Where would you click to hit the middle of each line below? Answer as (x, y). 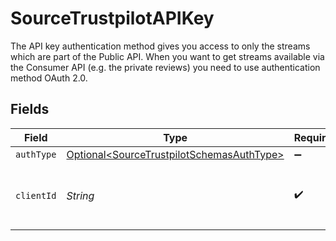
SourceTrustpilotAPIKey (112, 18)
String (80, 195)
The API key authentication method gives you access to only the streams (160, 46)
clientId (36, 195)
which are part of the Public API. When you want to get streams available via (167, 56)
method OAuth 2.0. (49, 78)
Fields (30, 109)
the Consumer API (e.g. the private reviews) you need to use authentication (165, 67)
